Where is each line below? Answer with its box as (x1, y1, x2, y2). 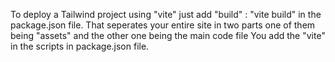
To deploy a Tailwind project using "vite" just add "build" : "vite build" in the (10, 9, 322, 20)
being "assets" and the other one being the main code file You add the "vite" (10, 30, 326, 41)
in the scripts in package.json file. (10, 40, 150, 52)
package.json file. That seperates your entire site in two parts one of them (10, 19, 316, 31)
